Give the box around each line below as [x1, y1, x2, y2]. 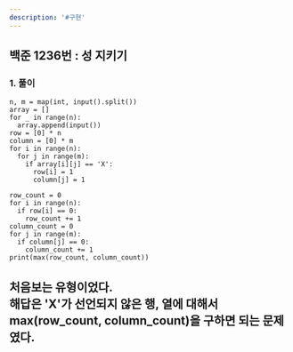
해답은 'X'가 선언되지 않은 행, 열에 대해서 [9, 296, 219, 311]
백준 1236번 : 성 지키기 [9, 48, 127, 63]
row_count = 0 [9, 191, 62, 200]
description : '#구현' [9, 12, 86, 22]
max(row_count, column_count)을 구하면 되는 [9, 313, 260, 328]
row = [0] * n [9, 129, 62, 138]
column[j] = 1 [32, 175, 86, 185]
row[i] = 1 [32, 168, 74, 177]
